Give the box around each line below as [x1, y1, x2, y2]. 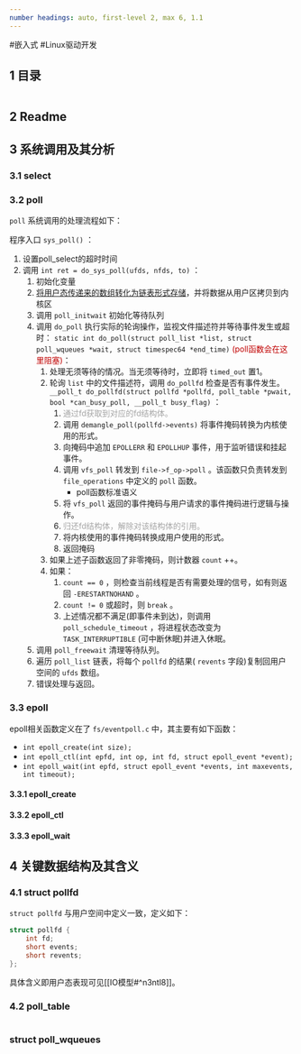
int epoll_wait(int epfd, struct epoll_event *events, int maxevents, [22, 762, 294, 771]
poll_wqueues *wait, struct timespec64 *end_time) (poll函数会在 [35, 344, 281, 354]
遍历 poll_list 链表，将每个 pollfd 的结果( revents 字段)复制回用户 [35, 655, 287, 667]
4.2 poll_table [9, 1000, 70, 1013]
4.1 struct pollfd [9, 885, 79, 898]
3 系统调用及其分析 [9, 142, 115, 158]
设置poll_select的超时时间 [22, 253, 118, 264]
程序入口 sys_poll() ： [9, 234, 95, 245]
